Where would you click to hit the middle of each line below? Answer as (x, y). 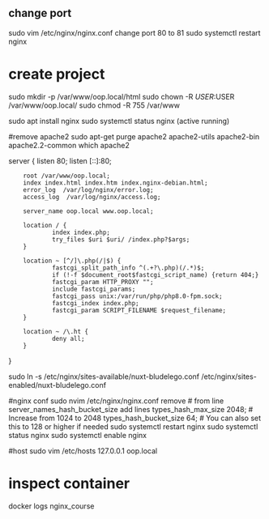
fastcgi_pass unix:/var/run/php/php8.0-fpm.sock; (137, 296)
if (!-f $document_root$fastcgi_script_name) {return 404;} (155, 274)
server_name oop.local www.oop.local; (88, 211)
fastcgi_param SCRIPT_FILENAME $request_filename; (139, 310)
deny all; (68, 338)
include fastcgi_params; (94, 289)
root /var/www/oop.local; (67, 176)
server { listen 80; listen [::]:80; (60, 160)
